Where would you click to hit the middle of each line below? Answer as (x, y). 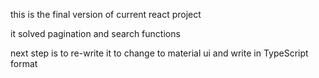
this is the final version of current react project (106, 14)
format (24, 63)
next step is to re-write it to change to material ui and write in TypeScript (159, 53)
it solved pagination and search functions (95, 33)
